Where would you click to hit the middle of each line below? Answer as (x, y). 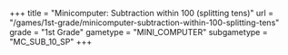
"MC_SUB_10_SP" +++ (51, 41)
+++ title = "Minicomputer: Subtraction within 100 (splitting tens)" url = (142, 13)
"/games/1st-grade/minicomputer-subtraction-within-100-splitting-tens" (144, 23)
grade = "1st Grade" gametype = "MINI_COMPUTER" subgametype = (139, 32)
